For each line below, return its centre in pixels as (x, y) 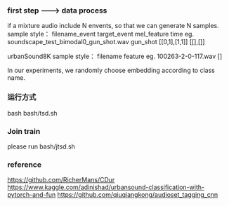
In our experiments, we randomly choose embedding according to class (111, 70)
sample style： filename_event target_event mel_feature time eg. (101, 34)
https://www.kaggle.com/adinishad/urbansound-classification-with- (106, 187)
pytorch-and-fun (32, 195)
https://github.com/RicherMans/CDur (61, 180)
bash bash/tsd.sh (32, 113)
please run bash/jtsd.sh (41, 146)
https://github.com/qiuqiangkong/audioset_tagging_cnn (138, 195)
